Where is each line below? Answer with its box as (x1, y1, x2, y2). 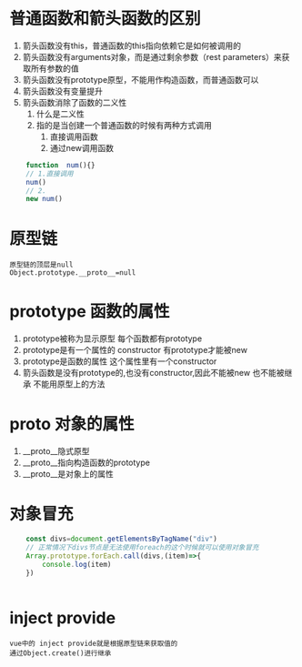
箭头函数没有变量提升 (22, 86, 103, 96)
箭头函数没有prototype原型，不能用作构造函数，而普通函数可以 (22, 74, 259, 85)
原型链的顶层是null (9, 260, 74, 269)
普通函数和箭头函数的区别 (9, 8, 202, 29)
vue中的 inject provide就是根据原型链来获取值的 (9, 639, 178, 649)
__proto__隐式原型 (22, 446, 90, 457)
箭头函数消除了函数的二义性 (22, 96, 127, 107)
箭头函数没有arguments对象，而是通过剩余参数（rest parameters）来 (22, 51, 282, 62)
